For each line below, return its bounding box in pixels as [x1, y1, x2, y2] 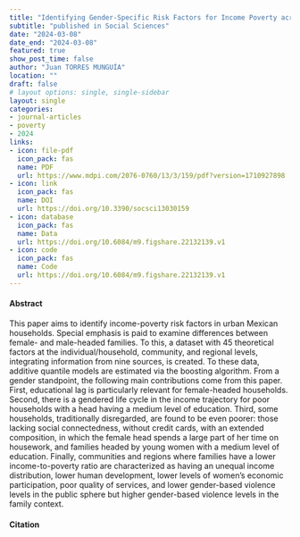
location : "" [9, 71, 58, 80]
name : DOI [17, 196, 54, 206]
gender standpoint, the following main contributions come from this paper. [9, 374, 283, 385]
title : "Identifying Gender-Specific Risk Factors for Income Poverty [9, 13, 278, 22]
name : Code [17, 263, 58, 272]
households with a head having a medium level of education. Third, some [9, 403, 279, 414]
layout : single [9, 96, 66, 105]
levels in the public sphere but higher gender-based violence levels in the [9, 489, 279, 499]
